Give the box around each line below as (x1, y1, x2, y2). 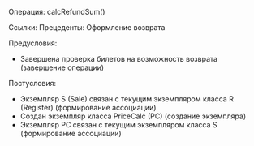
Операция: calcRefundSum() (8, 7, 105, 16)
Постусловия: (8, 79, 57, 88)
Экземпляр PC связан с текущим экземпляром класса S (19, 120, 217, 129)
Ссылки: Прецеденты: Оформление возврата (8, 23, 166, 32)
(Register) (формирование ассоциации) (19, 103, 157, 112)
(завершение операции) (19, 62, 104, 72)
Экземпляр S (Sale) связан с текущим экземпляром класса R (19, 94, 234, 104)
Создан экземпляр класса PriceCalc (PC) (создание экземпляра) (19, 111, 247, 121)
